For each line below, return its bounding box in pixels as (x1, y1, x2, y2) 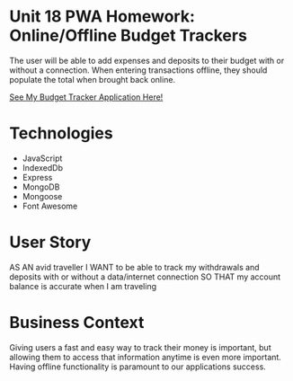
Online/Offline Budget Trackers (9, 25, 247, 46)
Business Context (9, 313, 145, 332)
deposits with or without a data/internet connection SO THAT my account (9, 271, 281, 282)
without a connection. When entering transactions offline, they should (9, 65, 268, 75)
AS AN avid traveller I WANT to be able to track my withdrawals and (9, 261, 260, 272)
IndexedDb (22, 162, 63, 173)
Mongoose (22, 190, 63, 201)
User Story (9, 232, 92, 253)
